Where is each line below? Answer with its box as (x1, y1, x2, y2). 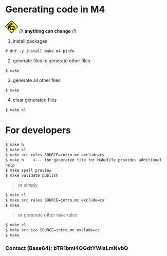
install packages (12, 38, 48, 44)
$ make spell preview (5, 168, 52, 173)
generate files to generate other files (12, 58, 90, 64)
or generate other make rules (17, 212, 78, 218)
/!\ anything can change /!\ (18, 28, 77, 34)
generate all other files (12, 77, 61, 83)
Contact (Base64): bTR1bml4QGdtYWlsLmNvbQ (5, 244, 128, 251)
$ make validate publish (5, 173, 59, 178)
